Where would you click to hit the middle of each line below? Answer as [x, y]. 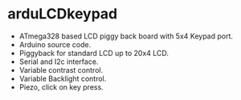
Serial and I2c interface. [59, 62]
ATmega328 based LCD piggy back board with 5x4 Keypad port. [126, 36]
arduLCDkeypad [63, 14]
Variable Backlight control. [63, 78]
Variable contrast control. [61, 70]
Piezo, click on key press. [61, 87]
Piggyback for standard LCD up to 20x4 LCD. [94, 53]
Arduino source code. [55, 44]
